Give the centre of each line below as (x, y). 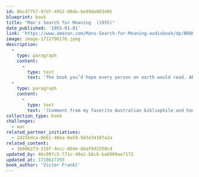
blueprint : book (26, 17)
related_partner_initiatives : (44, 132)
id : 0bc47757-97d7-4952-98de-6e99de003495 (59, 12)
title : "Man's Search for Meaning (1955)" (61, 22)
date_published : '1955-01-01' (44, 28)
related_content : (28, 143)
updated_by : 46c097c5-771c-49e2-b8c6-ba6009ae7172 (70, 154)
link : (13, 34)
